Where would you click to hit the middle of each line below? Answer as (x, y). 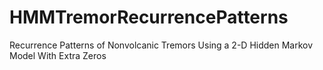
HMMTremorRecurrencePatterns (149, 17)
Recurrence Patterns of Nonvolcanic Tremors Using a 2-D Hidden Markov (161, 45)
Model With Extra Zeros (58, 55)
